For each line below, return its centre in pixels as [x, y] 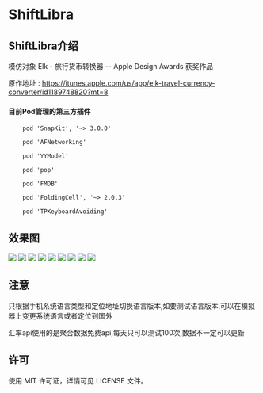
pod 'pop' [39, 170]
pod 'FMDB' [40, 184]
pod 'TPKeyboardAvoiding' [65, 212]
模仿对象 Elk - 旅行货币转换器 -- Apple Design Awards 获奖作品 [111, 66]
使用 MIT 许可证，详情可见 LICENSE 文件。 [78, 380]
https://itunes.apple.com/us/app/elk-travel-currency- [128, 83]
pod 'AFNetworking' [55, 143]
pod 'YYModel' [46, 156]
